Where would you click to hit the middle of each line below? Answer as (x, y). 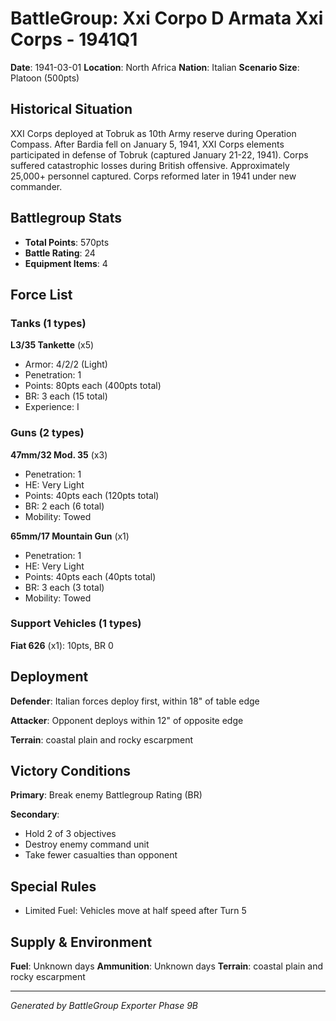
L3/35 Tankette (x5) (52, 345)
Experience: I (52, 407)
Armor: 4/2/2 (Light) (66, 364)
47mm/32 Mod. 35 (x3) (59, 454)
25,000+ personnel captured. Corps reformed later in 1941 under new (153, 176)
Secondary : (35, 814)
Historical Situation (71, 109)
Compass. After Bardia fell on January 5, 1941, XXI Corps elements (147, 144)
